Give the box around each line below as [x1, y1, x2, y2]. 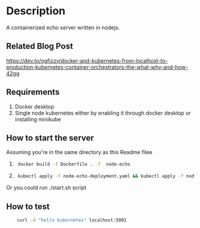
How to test [6, 201, 50, 211]
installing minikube [14, 115, 61, 123]
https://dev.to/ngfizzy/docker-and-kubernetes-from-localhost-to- [6, 57, 168, 64]
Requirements [6, 87, 60, 97]
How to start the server [6, 133, 94, 143]
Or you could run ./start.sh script [6, 184, 87, 192]
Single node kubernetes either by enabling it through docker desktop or [14, 109, 191, 116]
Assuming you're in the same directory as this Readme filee [6, 149, 153, 156]
